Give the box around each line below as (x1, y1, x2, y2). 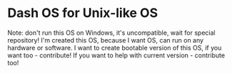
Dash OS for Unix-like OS (7, 5, 158, 21)
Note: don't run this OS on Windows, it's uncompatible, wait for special (7, 28, 216, 37)
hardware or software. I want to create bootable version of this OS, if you (7, 43, 222, 52)
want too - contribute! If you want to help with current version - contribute (7, 51, 226, 60)
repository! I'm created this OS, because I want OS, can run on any (7, 35, 204, 44)
